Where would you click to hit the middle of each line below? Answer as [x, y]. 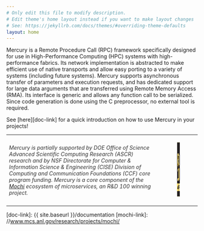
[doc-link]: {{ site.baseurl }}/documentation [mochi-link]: [77, 215]
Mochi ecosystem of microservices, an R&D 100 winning [80, 186]
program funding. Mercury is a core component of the [76, 179]
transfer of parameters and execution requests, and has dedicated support [100, 82]
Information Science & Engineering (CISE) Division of [75, 167]
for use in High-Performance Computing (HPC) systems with [82, 56]
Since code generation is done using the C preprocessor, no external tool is [101, 102]
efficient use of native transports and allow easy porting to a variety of [94, 69]
